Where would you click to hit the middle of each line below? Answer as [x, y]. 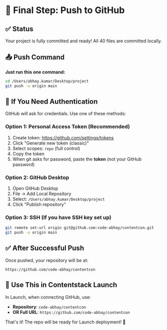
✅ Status [19, 29]
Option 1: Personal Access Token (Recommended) [68, 127]
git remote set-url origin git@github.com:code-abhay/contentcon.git [80, 228]
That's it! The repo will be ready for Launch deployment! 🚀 [65, 322]
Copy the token [28, 153]
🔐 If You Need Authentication [52, 101]
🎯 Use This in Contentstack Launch [61, 285]
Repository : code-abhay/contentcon [49, 307]
